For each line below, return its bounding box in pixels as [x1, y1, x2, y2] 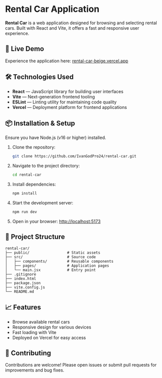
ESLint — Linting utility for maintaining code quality [12, 99, 117, 105]
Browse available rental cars [12, 319, 70, 325]
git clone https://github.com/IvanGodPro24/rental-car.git [12, 154, 137, 159]
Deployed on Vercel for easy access [12, 334, 86, 340]
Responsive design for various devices [12, 324, 91, 330]
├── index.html [5, 276, 37, 281]
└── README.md [5, 289, 35, 294]
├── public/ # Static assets [5, 250, 100, 255]
